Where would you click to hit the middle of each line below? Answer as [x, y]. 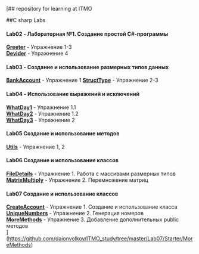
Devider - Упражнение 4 [37, 54]
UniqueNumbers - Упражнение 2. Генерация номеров [75, 213]
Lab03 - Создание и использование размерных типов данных [88, 67]
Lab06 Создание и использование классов [63, 160]
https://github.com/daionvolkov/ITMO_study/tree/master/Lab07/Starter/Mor [100, 238]
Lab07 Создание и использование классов [62, 194]
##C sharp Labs [26, 20]
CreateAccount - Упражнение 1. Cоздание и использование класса [92, 207]
